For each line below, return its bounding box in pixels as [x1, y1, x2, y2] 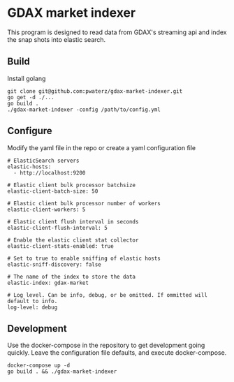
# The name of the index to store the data [7, 273, 136, 280]
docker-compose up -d [7, 362, 71, 369]
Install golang [7, 74, 46, 82]
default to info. [7, 297, 58, 304]
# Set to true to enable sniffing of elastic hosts [7, 255, 161, 262]
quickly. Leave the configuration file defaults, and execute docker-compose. [7, 348, 227, 357]
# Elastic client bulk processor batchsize [7, 182, 136, 189]
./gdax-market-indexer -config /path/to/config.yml [7, 106, 161, 113]
